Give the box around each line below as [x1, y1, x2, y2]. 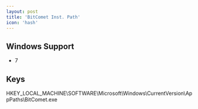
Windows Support [6, 41, 74, 51]
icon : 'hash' [6, 19, 38, 25]
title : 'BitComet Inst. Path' [6, 14, 81, 20]
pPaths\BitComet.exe [6, 96, 58, 103]
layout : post [6, 8, 38, 15]
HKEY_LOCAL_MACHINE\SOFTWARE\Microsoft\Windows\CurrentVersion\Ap [6, 90, 193, 97]
